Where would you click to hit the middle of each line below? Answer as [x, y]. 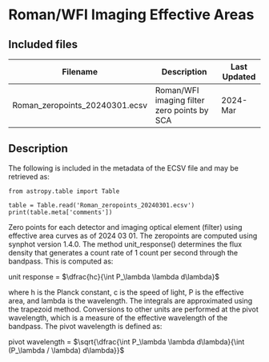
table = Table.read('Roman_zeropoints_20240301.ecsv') [102, 205]
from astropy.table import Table [64, 191]
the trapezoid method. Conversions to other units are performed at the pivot [133, 309]
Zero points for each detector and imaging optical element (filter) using [125, 227]
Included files [43, 44]
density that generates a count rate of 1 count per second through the [123, 252]
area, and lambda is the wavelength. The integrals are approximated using [130, 300]
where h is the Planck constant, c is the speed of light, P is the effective [126, 292]
